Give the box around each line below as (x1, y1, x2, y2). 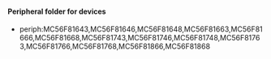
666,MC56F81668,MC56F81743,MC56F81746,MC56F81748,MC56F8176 (19, 33, 260, 43)
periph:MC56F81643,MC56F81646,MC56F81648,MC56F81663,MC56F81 (19, 24, 263, 34)
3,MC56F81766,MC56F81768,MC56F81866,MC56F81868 (19, 41, 211, 52)
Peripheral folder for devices (7, 6, 106, 16)
